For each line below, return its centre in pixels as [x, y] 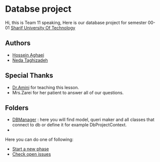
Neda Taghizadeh [30, 60]
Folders [17, 108]
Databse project [38, 9]
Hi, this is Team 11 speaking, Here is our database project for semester [76, 23]
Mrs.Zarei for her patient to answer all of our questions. [68, 93]
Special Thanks [29, 76]
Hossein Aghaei [28, 55]
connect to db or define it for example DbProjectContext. [69, 125]
